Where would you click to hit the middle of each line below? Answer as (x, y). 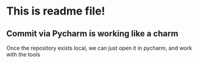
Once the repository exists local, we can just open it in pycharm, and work (99, 48)
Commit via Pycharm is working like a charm (92, 34)
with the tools (23, 55)
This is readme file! (56, 11)
